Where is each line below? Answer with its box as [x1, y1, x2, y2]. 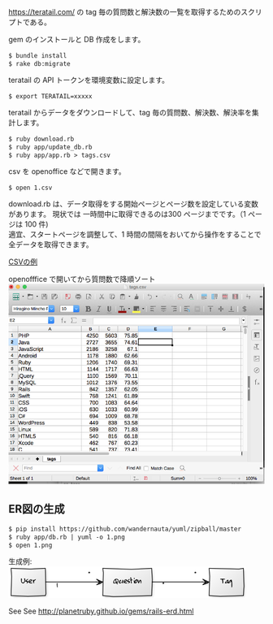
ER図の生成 [8, 502, 65, 516]
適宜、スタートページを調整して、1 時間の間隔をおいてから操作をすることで [8, 230, 262, 239]
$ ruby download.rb [8, 135, 75, 143]
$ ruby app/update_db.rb [8, 143, 93, 151]
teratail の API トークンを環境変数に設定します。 [8, 76, 169, 84]
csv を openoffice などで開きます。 [8, 167, 126, 176]
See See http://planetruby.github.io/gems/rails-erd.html [8, 606, 194, 616]
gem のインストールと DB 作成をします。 [8, 35, 145, 44]
